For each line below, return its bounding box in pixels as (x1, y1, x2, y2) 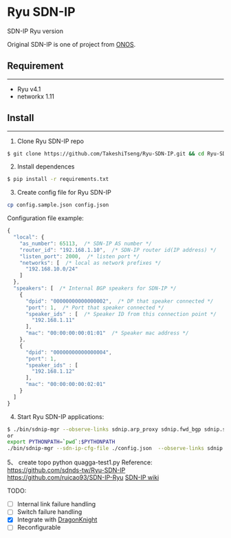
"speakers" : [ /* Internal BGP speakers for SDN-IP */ (13, 285, 177, 292)
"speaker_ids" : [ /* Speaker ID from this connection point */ (25, 310, 217, 317)
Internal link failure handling (16, 500, 96, 508)
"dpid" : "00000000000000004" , (25, 349, 112, 356)
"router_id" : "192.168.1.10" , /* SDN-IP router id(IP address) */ (19, 246, 217, 253)
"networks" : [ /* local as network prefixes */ (19, 259, 162, 266)
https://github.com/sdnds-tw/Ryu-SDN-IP (7, 466, 126, 475)
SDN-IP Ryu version (7, 27, 64, 35)
